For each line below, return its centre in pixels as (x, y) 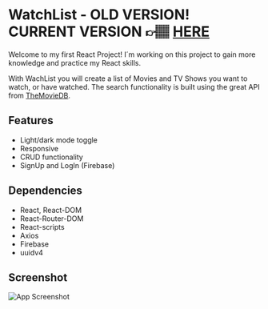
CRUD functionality (52, 157)
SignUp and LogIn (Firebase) (67, 165)
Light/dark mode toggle (59, 140)
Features (31, 120)
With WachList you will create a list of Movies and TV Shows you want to (128, 78)
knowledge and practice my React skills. (75, 62)
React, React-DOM (51, 210)
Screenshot (38, 277)
